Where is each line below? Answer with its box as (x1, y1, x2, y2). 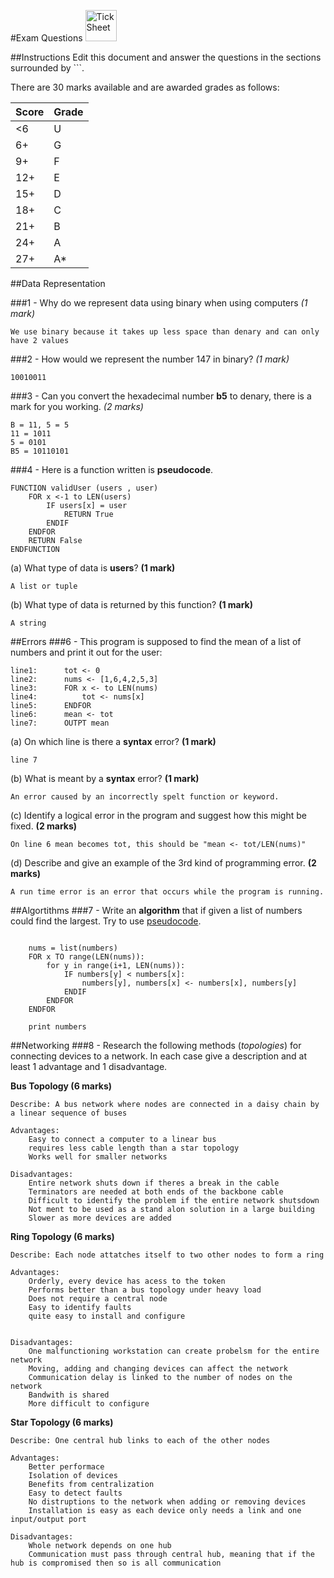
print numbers (28, 1022, 87, 1032)
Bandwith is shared (28, 1390, 110, 1400)
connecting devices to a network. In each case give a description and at (10, 1050, 308, 1062)
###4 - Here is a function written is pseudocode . (10, 464, 214, 475)
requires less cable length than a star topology (28, 1143, 240, 1153)
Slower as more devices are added (28, 1213, 172, 1223)
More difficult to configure (28, 1399, 150, 1409)
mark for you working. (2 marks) (10, 401, 144, 412)
